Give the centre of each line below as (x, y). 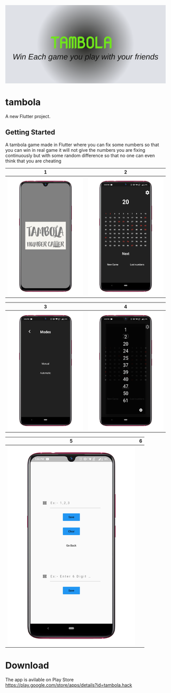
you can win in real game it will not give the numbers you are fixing (75, 150)
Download (27, 666)
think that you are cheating (33, 161)
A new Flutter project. (28, 117)
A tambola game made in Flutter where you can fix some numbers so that (82, 145)
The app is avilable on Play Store (39, 680)
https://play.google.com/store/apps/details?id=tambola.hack (69, 685)
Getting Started (30, 132)
